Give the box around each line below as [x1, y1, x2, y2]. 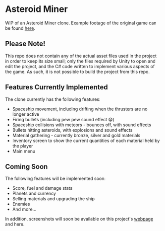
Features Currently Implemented [5, 83, 108, 91]
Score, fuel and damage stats [12, 185, 73, 191]
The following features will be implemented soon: [5, 175, 106, 182]
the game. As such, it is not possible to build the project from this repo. [5, 69, 150, 75]
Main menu [12, 148, 36, 154]
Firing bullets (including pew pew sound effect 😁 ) [12, 116, 115, 122]
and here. [5, 221, 25, 227]
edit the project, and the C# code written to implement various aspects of [5, 63, 155, 69]
